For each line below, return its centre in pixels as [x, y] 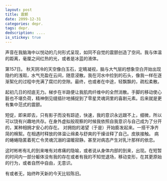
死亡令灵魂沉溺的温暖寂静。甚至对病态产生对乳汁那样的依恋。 [94, 140]
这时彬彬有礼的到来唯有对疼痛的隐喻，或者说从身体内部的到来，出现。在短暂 [83, 150]
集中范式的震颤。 [27, 104]
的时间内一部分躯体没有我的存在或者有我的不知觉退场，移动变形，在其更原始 [83, 157]
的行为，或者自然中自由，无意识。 [40, 163]
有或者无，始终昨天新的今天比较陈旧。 [44, 173]
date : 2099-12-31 [23, 19]
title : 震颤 [17, 14]
